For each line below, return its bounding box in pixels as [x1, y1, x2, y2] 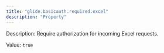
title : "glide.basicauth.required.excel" [6, 8, 109, 15]
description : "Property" [6, 14, 67, 20]
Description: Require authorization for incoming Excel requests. [6, 30, 159, 37]
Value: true [6, 41, 33, 48]
